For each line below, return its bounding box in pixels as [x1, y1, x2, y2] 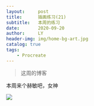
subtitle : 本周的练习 [6, 19, 60, 25]
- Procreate [17, 52, 46, 58]
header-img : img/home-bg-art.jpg [6, 36, 89, 42]
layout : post [6, 8, 49, 15]
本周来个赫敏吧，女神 [6, 82, 58, 89]
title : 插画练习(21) [6, 14, 67, 20]
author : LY [6, 31, 44, 37]
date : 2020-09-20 [6, 25, 65, 31]
